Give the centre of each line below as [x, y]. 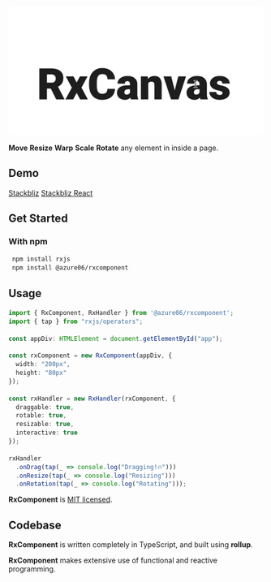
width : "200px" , [43, 364]
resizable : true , [45, 425]
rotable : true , [41, 416]
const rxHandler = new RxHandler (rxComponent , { [92, 399]
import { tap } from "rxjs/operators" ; [76, 321]
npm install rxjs [41, 259]
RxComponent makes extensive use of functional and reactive [113, 560]
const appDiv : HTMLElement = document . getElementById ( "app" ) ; [116, 338]
